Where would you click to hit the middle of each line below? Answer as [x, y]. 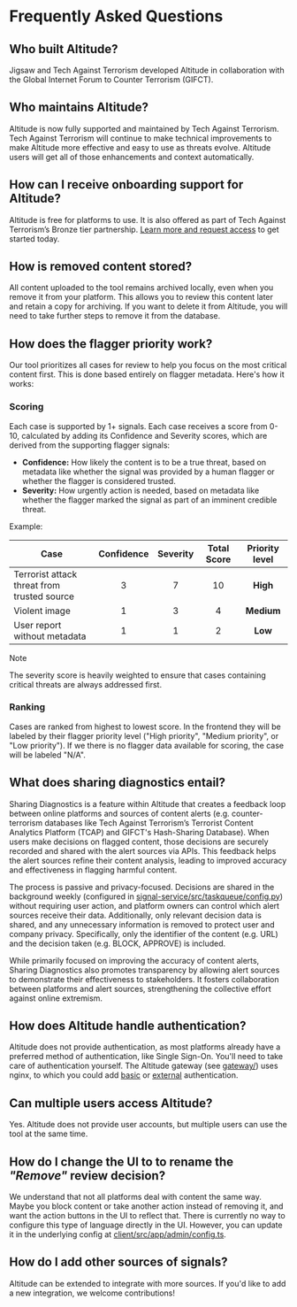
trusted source [44, 596]
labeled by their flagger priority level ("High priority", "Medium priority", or [144, 735]
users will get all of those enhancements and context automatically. [132, 157]
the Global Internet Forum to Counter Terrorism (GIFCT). [111, 80]
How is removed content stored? [101, 267]
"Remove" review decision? [88, 1176]
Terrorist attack [46, 574]
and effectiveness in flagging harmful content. [93, 870]
